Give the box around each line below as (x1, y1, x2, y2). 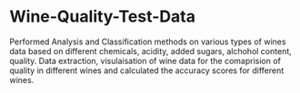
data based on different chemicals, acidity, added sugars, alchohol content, (9, 45, 293, 56)
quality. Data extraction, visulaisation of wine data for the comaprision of (9, 55, 282, 66)
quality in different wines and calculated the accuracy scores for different (9, 65, 285, 76)
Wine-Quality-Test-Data (9, 6, 195, 27)
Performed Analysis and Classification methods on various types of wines (9, 36, 286, 47)
